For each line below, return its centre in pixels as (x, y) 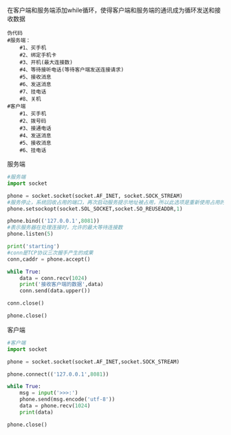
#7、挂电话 (33, 92)
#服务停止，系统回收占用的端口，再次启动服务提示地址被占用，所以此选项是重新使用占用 (113, 202)
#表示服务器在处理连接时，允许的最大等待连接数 (65, 227)
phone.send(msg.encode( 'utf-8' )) (67, 399)
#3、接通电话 (35, 128)
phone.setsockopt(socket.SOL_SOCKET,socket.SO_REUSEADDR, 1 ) (95, 209)
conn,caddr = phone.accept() (49, 259)
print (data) (36, 412)
